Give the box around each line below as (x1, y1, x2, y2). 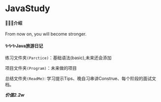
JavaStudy (5, 3, 50, 14)
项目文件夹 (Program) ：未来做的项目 (5, 65, 77, 71)
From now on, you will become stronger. (5, 31, 87, 37)
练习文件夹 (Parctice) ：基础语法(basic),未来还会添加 (5, 55, 112, 61)
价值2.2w (5, 92, 25, 98)
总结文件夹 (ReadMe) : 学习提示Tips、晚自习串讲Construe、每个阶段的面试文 (5, 75, 157, 81)
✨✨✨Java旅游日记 (5, 42, 43, 49)
